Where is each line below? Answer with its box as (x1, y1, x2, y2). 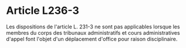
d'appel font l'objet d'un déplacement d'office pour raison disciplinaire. (6, 35, 178, 42)
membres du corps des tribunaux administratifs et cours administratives (6, 29, 180, 36)
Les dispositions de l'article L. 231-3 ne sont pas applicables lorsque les (6, 23, 180, 30)
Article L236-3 (6, 4, 79, 17)
